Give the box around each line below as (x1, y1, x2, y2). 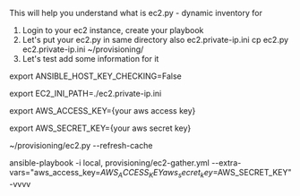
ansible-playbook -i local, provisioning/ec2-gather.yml (9, 158, 210, 168)
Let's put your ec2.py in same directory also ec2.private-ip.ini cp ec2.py (21, 35, 289, 45)
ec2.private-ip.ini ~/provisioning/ (21, 44, 144, 55)
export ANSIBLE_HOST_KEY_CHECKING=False (9, 71, 182, 81)
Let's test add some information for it (21, 54, 159, 64)
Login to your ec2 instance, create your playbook (21, 25, 204, 35)
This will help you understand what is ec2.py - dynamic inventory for (9, 8, 262, 18)
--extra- (211, 158, 242, 168)
